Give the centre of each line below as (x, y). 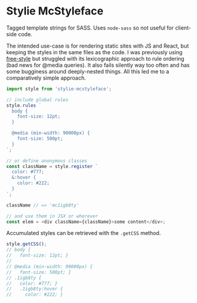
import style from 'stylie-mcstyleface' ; (59, 89)
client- (183, 28)
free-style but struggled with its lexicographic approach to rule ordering (95, 58)
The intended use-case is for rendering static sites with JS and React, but (98, 46)
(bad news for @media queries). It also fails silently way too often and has (98, 65)
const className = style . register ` (52, 166)
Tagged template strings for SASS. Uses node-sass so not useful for (90, 28)
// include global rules (37, 100)
